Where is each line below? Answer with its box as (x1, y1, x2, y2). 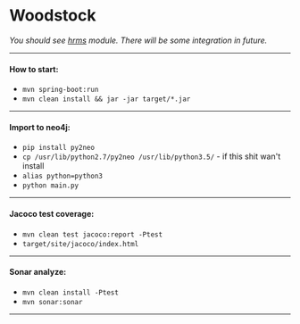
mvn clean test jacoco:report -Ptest (21, 229, 163, 239)
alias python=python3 (21, 171, 103, 181)
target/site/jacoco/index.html (21, 239, 139, 248)
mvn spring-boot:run (21, 86, 99, 95)
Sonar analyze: (9, 267, 67, 278)
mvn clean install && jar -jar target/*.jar (21, 95, 191, 104)
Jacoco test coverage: (9, 208, 95, 219)
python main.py (21, 181, 79, 190)
